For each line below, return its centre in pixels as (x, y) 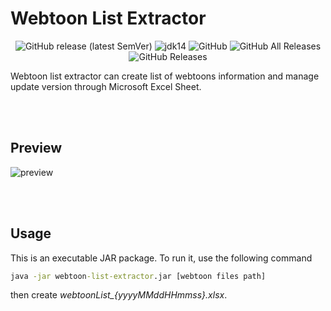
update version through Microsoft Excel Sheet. (106, 86)
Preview (36, 148)
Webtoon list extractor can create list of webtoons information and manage (165, 76)
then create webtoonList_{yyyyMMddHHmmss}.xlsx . (119, 295)
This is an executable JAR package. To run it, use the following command (161, 258)
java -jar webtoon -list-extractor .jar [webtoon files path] (138, 276)
